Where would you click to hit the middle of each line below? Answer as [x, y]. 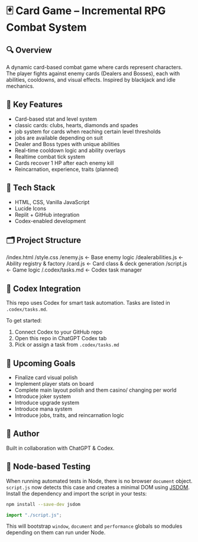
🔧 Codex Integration [43, 288]
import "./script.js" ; [34, 515]
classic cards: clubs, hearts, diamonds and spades [76, 125]
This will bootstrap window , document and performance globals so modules [94, 526]
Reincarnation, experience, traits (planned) [67, 169]
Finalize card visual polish [46, 378]
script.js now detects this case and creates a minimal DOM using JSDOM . [98, 487]
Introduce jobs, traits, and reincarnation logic [69, 415]
